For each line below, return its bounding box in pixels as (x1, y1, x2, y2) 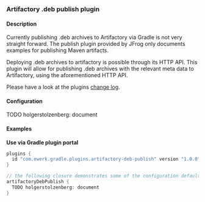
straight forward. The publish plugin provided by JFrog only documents (6, 40, 185, 48)
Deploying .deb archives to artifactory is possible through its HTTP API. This (6, 59, 198, 66)
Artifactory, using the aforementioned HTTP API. (6, 72, 128, 79)
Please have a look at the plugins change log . (6, 83, 120, 91)
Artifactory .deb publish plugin (6, 5, 99, 13)
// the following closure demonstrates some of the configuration (6, 173, 179, 179)
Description (6, 20, 37, 28)
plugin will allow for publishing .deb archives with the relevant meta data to (6, 65, 194, 72)
